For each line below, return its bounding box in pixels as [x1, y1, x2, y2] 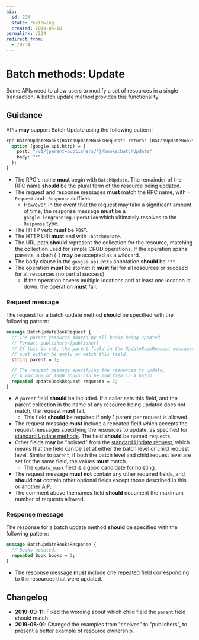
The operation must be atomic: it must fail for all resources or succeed [14, 264, 188, 271]
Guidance [6, 110, 43, 120]
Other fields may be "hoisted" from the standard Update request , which [14, 438, 190, 445]
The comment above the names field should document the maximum [14, 489, 184, 496]
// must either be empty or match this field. [11, 351, 129, 357]
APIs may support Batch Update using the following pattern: [6, 126, 153, 133]
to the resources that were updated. [14, 575, 102, 582]
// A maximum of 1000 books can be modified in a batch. [11, 373, 155, 379]
